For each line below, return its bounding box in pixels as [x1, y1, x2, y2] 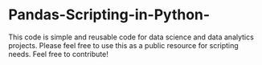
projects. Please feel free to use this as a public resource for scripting [8, 40, 239, 50]
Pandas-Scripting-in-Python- [8, 6, 211, 24]
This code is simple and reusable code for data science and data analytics [8, 32, 255, 42]
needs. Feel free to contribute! [8, 49, 108, 59]
